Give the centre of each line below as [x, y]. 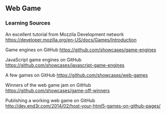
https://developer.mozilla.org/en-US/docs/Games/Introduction [71, 40]
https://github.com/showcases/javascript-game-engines [65, 65]
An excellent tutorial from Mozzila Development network [65, 34]
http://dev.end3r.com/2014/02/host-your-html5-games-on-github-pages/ [83, 106]
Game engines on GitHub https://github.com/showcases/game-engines [81, 50]
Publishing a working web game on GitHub [50, 100]
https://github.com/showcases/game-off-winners [58, 90]
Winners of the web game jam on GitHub [48, 85]
